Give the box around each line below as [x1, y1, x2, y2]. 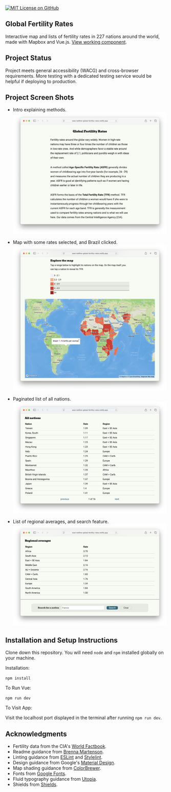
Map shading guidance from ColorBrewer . [12, 765, 101, 771]
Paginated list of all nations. [12, 396, 71, 402]
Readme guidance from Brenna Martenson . [12, 748, 104, 755]
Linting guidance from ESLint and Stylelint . [12, 754, 103, 760]
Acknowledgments [5, 729, 68, 738]
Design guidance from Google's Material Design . [12, 759, 116, 765]
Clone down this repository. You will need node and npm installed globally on [5, 650, 164, 656]
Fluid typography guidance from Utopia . [12, 776, 97, 782]
